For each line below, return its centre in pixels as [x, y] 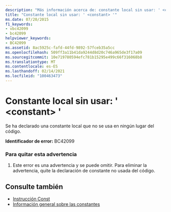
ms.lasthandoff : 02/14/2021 [35, 72]
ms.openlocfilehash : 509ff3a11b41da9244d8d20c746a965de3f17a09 [74, 52]
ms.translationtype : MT [31, 62]
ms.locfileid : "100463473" [34, 76]
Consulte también [34, 186]
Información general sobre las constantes [56, 204]
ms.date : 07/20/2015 [27, 19]
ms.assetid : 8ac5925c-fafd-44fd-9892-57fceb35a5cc [60, 48]
